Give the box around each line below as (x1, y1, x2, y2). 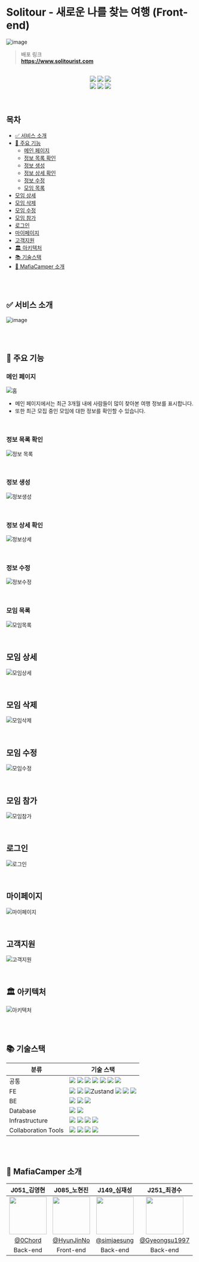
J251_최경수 (147, 1186, 182, 1194)
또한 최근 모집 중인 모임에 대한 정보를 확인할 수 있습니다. (14, 408, 146, 415)
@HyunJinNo (53, 1236, 90, 1244)
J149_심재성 (97, 1186, 133, 1194)
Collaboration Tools (9, 1126, 64, 1134)
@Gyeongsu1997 (139, 1236, 190, 1244)
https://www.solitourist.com (20, 57, 94, 65)
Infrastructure (9, 1117, 48, 1125)
